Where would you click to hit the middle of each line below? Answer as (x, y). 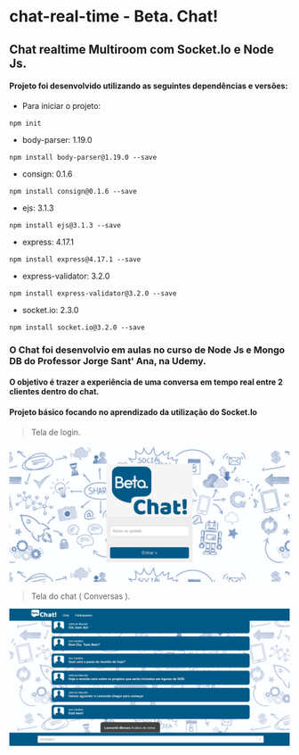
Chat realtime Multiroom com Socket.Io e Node (141, 50)
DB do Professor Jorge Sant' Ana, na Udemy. (108, 361)
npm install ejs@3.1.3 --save (65, 225)
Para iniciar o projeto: (61, 105)
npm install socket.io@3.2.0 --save (77, 328)
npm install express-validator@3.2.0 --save (93, 293)
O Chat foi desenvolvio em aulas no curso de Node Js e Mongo (147, 350)
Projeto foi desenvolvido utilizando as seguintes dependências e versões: (149, 86)
